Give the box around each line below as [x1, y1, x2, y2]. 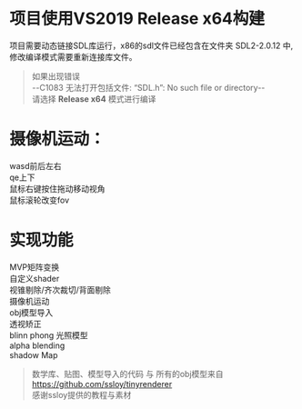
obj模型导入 [9, 306, 54, 318]
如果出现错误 [31, 70, 80, 82]
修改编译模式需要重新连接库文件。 [9, 51, 137, 62]
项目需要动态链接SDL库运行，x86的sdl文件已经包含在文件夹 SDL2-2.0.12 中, [9, 40, 294, 51]
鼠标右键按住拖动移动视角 [9, 183, 106, 194]
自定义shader [9, 273, 60, 284]
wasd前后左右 [9, 160, 62, 171]
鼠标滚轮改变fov [9, 195, 70, 205]
